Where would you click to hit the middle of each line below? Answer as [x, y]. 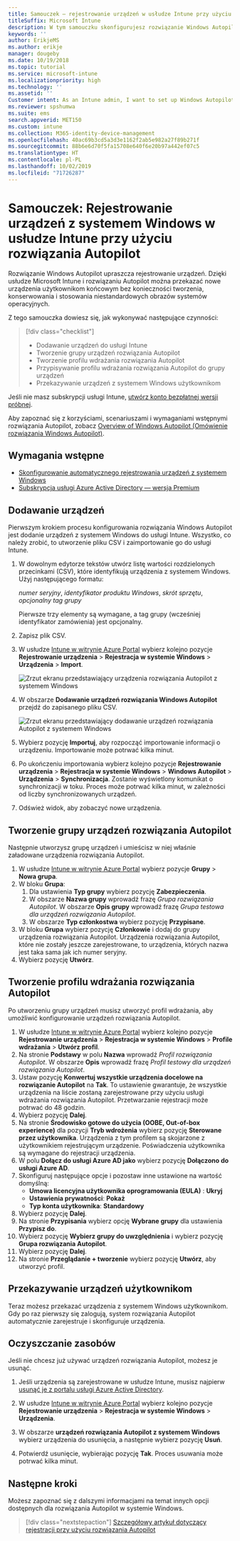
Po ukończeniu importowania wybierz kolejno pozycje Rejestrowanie [120, 764]
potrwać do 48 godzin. [52, 1107]
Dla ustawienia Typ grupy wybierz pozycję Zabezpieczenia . [118, 892]
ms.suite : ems [29, 113]
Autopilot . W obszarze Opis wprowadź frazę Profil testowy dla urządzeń [125, 1062]
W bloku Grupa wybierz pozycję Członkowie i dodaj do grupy [109, 929]
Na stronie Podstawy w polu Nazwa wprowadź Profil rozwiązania [115, 1054]
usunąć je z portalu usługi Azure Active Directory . [91, 1389]
